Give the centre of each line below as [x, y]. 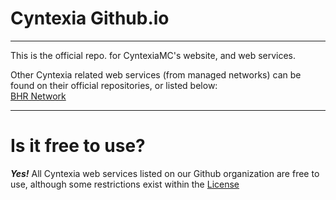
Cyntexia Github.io [90, 18]
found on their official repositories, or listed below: [114, 85]
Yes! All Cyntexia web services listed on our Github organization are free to [165, 173]
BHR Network [38, 96]
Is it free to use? [78, 146]
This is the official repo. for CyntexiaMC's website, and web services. [153, 55]
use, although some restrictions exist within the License [125, 184]
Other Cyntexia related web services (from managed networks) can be [156, 74]
